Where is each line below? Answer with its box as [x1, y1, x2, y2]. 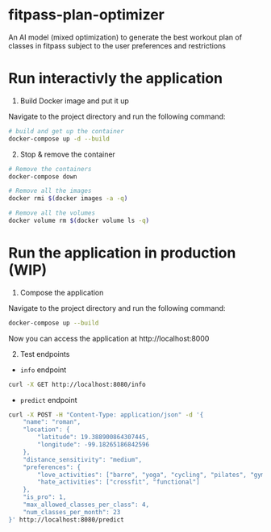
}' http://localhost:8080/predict [8, 515, 125, 524]
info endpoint [19, 365, 67, 375]
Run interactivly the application [8, 69, 223, 88]
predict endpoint [19, 395, 78, 404]
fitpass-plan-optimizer [8, 6, 165, 24]
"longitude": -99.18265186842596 [37, 441, 150, 449]
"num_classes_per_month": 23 [23, 508, 121, 516]
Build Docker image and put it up [19, 95, 129, 106]
